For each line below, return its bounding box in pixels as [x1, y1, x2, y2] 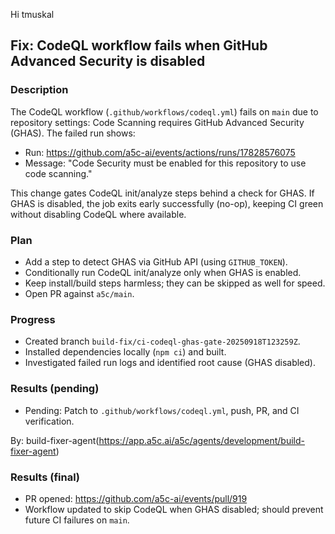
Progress [10, 312, 56, 326]
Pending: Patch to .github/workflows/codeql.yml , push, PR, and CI [24, 404, 300, 416]
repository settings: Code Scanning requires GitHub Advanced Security [10, 116, 305, 128]
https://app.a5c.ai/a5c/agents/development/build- [98, 434, 306, 446]
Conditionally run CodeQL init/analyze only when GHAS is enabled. [24, 266, 302, 278]
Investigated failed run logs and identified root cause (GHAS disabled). [24, 357, 316, 369]
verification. [24, 415, 75, 427]
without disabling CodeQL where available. [10, 208, 187, 220]
